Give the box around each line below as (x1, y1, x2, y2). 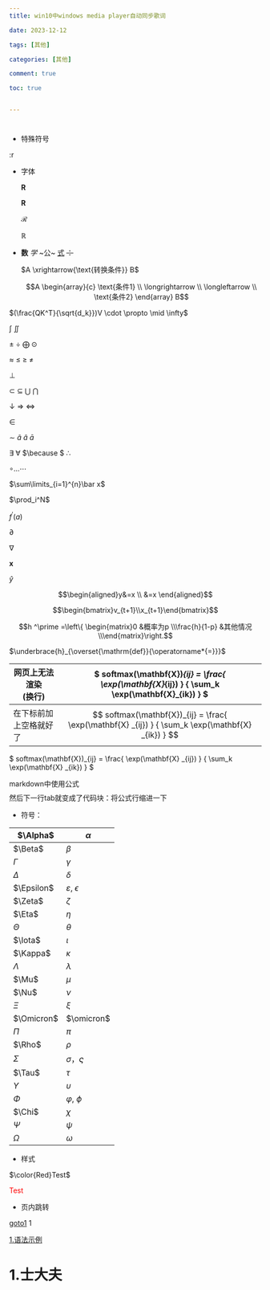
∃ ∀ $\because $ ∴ (9, 448, 71, 458)
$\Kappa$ (13, 947, 51, 958)
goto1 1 (9, 1218, 32, 1227)
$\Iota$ (13, 934, 41, 945)
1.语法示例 (9, 1235, 42, 1244)
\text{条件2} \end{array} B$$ (94, 292, 189, 302)
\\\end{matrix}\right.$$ (98, 631, 173, 640)
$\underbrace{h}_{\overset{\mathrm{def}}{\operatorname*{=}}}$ (9, 646, 227, 655)
